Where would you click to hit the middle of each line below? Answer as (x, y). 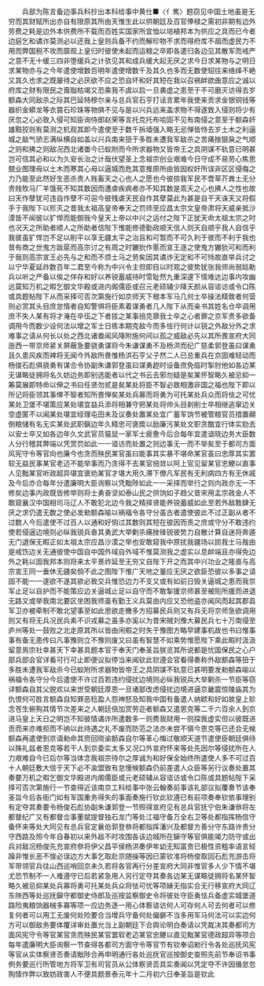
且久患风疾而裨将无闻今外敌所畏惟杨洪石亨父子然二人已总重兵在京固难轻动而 (132, 355)
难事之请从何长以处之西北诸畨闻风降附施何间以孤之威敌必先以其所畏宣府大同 (132, 335)
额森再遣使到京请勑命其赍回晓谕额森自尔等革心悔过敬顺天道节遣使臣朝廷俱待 (132, 738)
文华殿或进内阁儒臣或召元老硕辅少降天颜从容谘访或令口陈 (163, 286)
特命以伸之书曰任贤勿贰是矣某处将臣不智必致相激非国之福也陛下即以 (145, 385)
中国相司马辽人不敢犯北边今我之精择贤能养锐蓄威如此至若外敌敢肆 (142, 502)
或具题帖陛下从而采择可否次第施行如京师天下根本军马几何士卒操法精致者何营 (132, 296)
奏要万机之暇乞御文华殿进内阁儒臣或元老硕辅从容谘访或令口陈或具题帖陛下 (128, 777)
